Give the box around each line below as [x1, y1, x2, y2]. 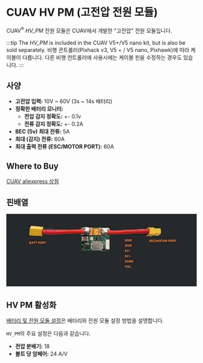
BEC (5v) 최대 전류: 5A [14, 128, 70, 135]
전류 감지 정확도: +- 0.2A [24, 120, 83, 127]
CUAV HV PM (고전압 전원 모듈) [6, 5, 158, 19]
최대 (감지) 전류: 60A [14, 135, 65, 143]
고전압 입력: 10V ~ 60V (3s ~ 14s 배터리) [14, 98, 113, 105]
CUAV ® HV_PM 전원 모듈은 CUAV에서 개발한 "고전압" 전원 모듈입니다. [6, 25, 172, 34]
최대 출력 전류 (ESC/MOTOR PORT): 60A [14, 143, 114, 150]
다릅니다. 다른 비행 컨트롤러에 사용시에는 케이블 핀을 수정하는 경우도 [22, 54, 182, 61]
